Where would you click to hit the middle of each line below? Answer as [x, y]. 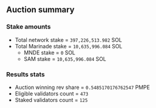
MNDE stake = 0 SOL [50, 53]
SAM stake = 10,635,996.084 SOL [65, 58]
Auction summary [40, 10]
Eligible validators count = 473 [51, 93]
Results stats [25, 74]
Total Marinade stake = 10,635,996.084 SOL [68, 46]
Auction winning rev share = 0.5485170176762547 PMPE [82, 87]
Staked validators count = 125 [51, 100]
